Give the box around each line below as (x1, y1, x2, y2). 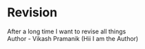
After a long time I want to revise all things (7, 27, 126, 35)
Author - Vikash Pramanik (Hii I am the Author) (7, 34, 139, 42)
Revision (7, 5, 58, 20)
